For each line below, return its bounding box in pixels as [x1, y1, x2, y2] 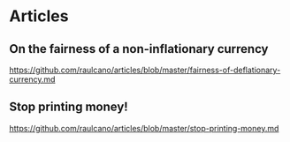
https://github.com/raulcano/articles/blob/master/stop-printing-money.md [9, 123, 279, 133]
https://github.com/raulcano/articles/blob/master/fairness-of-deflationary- [9, 64, 281, 75]
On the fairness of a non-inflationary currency [9, 41, 269, 56]
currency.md [9, 74, 56, 85]
